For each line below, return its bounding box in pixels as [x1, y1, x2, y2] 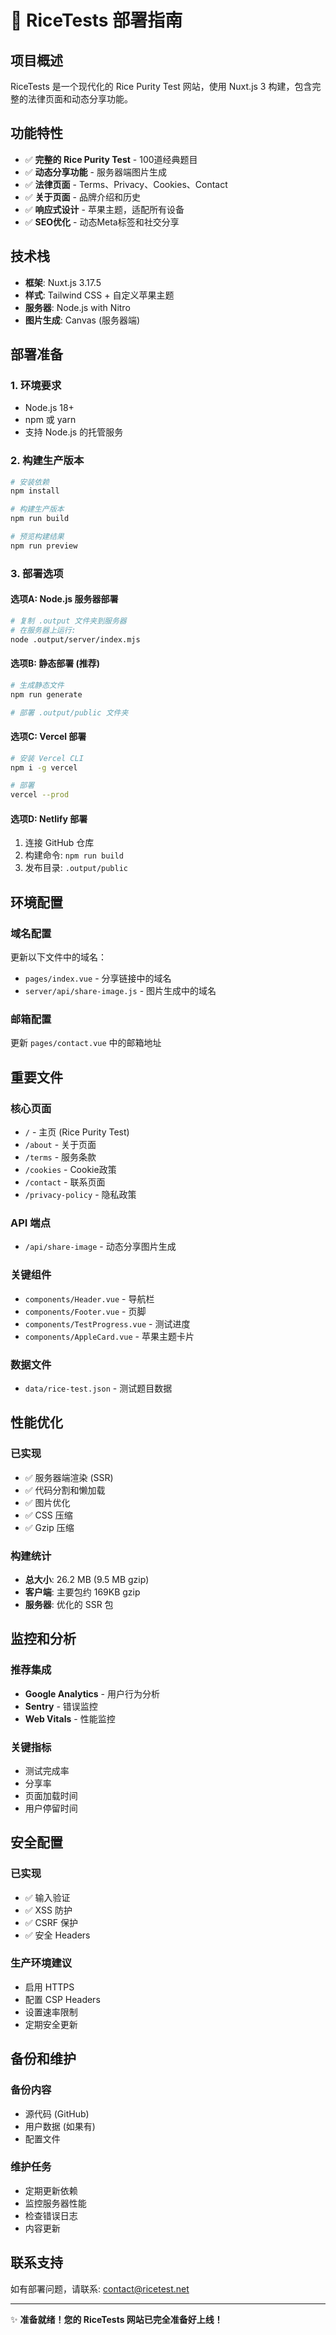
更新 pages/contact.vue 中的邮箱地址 [10, 1037, 162, 1049]
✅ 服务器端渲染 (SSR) [24, 1471, 114, 1483]
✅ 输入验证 [24, 1891, 71, 1903]
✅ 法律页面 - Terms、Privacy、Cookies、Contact [24, 178, 228, 190]
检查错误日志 [24, 2209, 78, 2221]
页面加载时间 [24, 1789, 78, 1801]
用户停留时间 [24, 1802, 78, 1814]
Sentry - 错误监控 [24, 1700, 98, 1712]
